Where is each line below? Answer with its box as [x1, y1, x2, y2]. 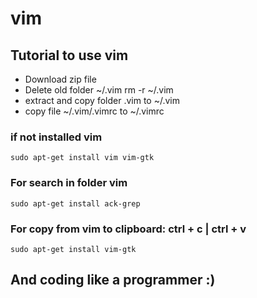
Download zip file [24, 73, 97, 85]
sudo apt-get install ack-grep [10, 198, 141, 209]
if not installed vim [10, 130, 103, 144]
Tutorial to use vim [10, 47, 129, 64]
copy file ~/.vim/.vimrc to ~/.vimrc [24, 105, 165, 117]
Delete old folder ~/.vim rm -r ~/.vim [24, 84, 174, 96]
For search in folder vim [10, 176, 128, 190]
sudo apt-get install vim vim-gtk [10, 153, 155, 163]
